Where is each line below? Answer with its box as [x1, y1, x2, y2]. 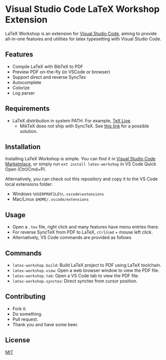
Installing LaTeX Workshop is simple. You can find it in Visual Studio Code [5, 156, 156, 162]
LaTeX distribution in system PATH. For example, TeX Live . [12, 118, 132, 123]
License [5, 336, 30, 345]
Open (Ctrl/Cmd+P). [5, 166, 46, 172]
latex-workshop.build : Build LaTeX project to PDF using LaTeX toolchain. [12, 262, 162, 268]
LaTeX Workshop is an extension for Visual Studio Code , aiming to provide [5, 30, 158, 36]
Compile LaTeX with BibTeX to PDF [12, 63, 83, 69]
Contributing [5, 292, 46, 301]
